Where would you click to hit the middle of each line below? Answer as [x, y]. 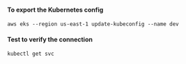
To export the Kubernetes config [55, 10]
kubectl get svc [31, 54]
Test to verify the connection [50, 39]
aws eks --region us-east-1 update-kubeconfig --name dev [93, 24]
